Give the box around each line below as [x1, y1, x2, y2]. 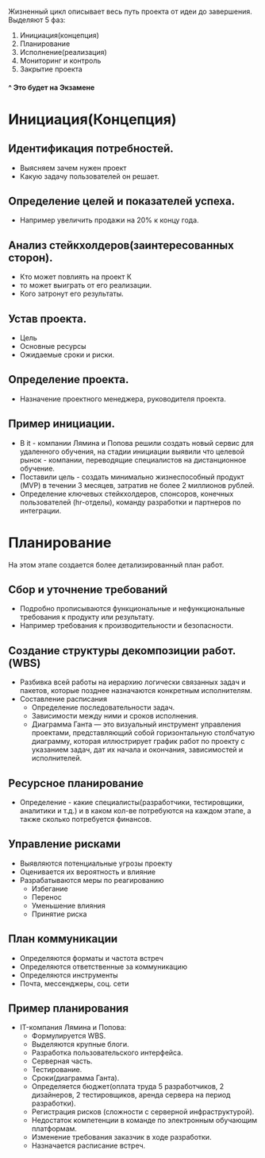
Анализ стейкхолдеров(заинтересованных [8, 238, 234, 252]
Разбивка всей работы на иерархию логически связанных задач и [19, 677, 246, 687]
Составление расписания [19, 695, 107, 704]
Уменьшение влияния [31, 900, 106, 910]
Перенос [31, 892, 62, 901]
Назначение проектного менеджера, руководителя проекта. [19, 393, 226, 404]
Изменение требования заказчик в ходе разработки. [31, 1133, 212, 1142]
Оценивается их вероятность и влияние [19, 866, 156, 877]
